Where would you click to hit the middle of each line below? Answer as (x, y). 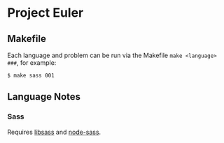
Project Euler (45, 13)
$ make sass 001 (31, 75)
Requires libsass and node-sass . (54, 132)
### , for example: (32, 63)
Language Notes (44, 97)
